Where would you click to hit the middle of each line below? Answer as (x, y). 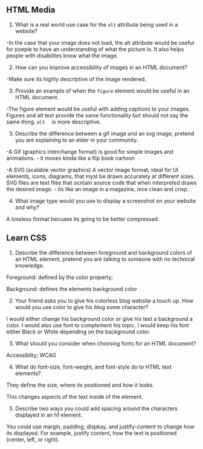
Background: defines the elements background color (72, 289)
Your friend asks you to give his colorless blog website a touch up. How (104, 300)
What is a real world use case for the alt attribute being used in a (96, 24)
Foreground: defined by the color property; (60, 277)
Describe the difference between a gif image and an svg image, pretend (105, 133)
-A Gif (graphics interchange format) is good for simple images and (90, 151)
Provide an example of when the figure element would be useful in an (102, 91)
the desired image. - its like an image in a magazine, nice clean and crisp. (98, 189)
